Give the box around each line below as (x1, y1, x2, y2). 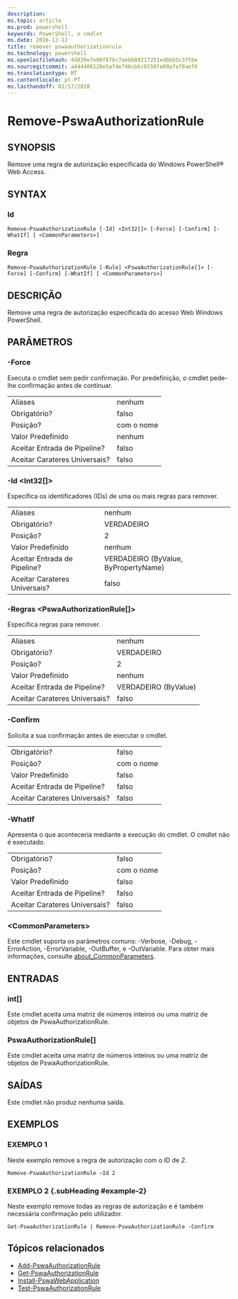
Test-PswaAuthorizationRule (17, 1283, 101, 1292)
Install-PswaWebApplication (17, 1276, 100, 1285)
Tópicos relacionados (7, 1242, 105, 1254)
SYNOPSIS (7, 141, 56, 153)
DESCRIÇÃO (7, 290, 62, 302)
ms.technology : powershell (7, 50, 87, 57)
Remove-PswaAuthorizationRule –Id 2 (7, 1169, 115, 1177)
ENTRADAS (7, 973, 59, 985)
